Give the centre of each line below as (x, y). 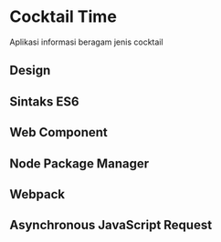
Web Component (58, 132)
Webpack (37, 194)
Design (30, 71)
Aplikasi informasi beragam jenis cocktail (86, 42)
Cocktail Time (63, 17)
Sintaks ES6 (44, 101)
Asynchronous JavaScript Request (111, 225)
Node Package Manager (79, 163)
